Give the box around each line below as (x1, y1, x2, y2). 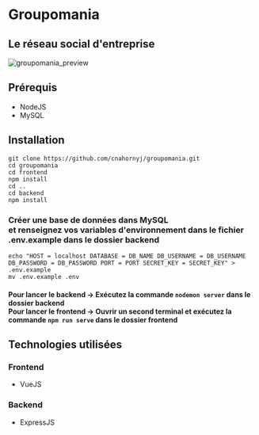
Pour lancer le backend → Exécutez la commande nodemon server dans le (8, 289, 251, 299)
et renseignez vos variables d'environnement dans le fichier (8, 224, 244, 235)
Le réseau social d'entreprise (8, 37, 155, 51)
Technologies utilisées (8, 338, 123, 351)
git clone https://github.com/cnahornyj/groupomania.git (8, 155, 200, 162)
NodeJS (19, 101, 47, 112)
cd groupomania (8, 161, 59, 170)
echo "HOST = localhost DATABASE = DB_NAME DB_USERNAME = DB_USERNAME (8, 252, 246, 260)
